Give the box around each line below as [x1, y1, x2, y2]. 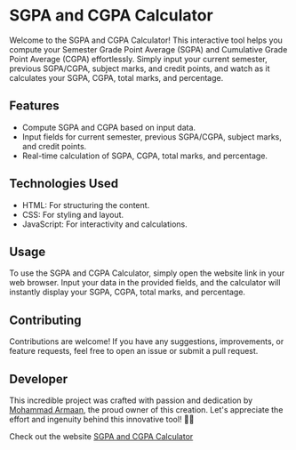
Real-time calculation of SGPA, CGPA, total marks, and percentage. [21, 150, 268, 161]
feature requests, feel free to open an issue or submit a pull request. [9, 346, 259, 357]
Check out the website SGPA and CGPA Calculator [9, 431, 194, 441]
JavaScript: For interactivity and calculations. [21, 219, 188, 229]
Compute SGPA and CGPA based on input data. [21, 122, 196, 133]
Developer [9, 371, 68, 387]
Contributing [9, 312, 82, 327]
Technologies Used [9, 176, 118, 191]
